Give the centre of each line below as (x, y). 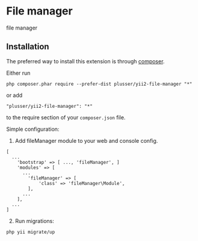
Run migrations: (34, 221)
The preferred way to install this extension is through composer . (85, 61)
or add (14, 95)
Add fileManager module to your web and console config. (86, 140)
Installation (28, 47)
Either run (18, 73)
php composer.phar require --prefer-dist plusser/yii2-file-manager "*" (99, 84)
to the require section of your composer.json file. (66, 117)
